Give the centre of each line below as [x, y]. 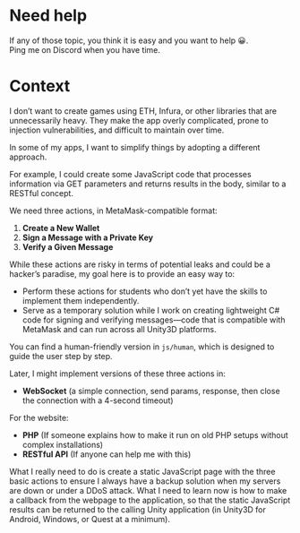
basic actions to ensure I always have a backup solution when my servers [145, 481]
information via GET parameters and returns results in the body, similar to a [148, 184]
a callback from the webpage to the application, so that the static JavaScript [150, 500]
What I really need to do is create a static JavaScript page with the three [142, 471]
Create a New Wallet [61, 228]
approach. [28, 157]
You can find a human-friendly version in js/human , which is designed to [142, 347]
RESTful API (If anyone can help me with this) [107, 454]
